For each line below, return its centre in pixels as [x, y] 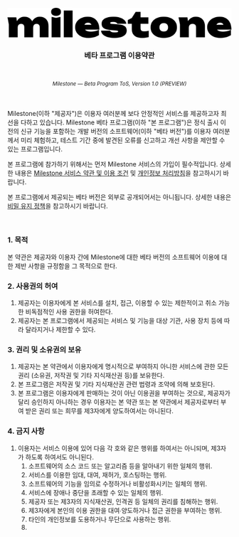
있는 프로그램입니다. [35, 149]
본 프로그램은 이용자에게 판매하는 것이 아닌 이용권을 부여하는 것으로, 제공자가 [124, 393]
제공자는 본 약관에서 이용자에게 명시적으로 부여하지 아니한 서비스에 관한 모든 [123, 366]
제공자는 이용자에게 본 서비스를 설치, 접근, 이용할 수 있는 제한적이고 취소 [117, 303]
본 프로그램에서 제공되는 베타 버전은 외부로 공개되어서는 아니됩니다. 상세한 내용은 [119, 197]
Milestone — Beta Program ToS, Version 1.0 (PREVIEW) [119, 84]
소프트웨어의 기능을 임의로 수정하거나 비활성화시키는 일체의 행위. [118, 484]
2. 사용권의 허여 [33, 286]
